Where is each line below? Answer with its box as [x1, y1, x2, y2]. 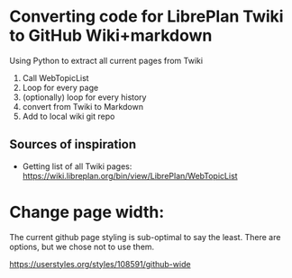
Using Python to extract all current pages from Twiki [9, 55, 204, 66]
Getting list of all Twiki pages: [22, 160, 132, 172]
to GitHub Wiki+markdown [9, 25, 213, 46]
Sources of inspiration [9, 137, 137, 152]
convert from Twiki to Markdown [22, 101, 144, 112]
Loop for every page [22, 82, 99, 93]
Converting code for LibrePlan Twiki [9, 6, 284, 27]
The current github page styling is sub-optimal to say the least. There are [9, 231, 281, 242]
